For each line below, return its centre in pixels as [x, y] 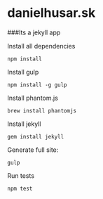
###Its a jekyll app [34, 32]
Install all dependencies [41, 46]
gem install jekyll [36, 136]
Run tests [21, 175]
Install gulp [23, 72]
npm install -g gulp [37, 85]
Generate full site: [33, 150]
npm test [20, 188]
